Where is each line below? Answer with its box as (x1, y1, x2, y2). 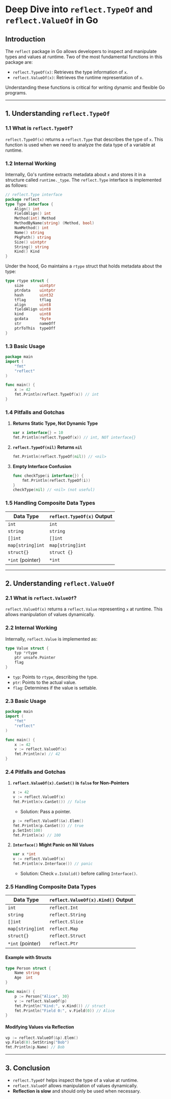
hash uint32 (14, 292, 53, 298)
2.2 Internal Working (5, 624, 58, 631)
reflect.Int (49, 905, 78, 911)
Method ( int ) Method (14, 216, 56, 221)
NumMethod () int (14, 226, 49, 231)
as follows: (5, 182, 28, 188)
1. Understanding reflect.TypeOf (5, 109, 110, 118)
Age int (14, 975, 33, 981)
